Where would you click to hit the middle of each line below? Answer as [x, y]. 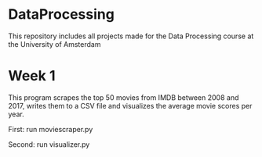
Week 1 [32, 76]
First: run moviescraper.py [51, 129]
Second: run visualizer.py [49, 144]
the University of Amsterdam [55, 44]
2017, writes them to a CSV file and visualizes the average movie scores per [130, 105]
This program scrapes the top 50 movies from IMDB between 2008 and [124, 97]
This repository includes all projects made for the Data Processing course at [131, 36]
